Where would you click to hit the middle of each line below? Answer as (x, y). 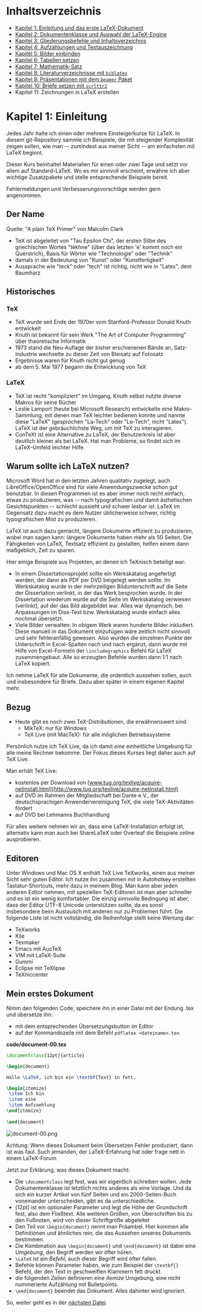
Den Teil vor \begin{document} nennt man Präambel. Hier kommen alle (102, 1226)
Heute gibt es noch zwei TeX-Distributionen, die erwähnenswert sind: (101, 722)
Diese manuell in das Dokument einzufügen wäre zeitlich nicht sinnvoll (103, 632)
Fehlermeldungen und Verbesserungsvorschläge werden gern (84, 189)
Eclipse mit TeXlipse (40, 968)
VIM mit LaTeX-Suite (40, 955)
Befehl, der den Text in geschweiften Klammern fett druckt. (88, 1271)
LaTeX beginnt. (25, 152)
